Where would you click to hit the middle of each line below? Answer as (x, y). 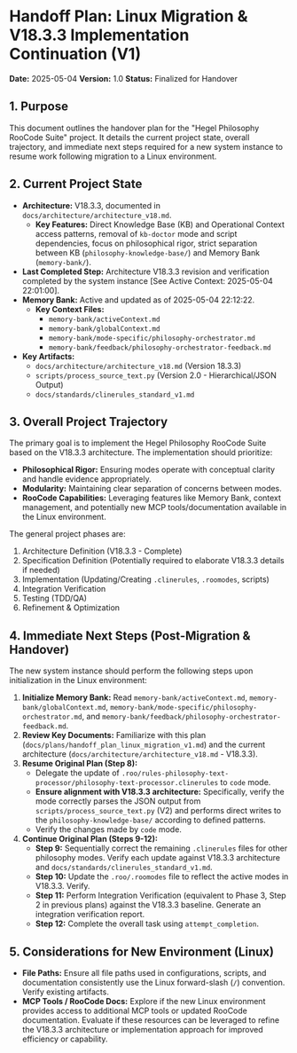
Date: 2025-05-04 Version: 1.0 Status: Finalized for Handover (123, 78)
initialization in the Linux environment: (78, 680)
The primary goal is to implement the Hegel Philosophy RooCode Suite (138, 443)
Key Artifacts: (48, 356)
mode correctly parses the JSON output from (118, 801)
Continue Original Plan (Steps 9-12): (90, 839)
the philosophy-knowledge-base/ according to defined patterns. (150, 820)
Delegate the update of (77, 773)
